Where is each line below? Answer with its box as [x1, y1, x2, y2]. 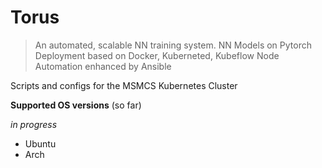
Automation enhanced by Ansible [34, 60, 172, 72]
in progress [10, 118, 58, 130]
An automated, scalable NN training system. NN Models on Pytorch [34, 39, 312, 51]
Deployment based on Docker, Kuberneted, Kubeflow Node [34, 49, 280, 61]
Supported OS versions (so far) [10, 99, 142, 111]
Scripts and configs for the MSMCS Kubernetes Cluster [10, 79, 238, 91]
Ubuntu [24, 137, 57, 150]
